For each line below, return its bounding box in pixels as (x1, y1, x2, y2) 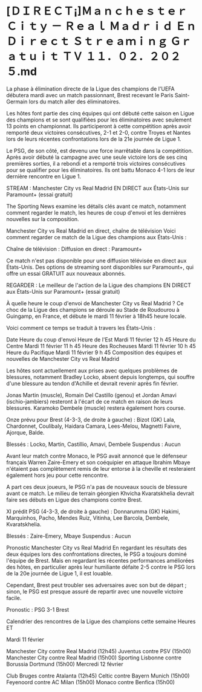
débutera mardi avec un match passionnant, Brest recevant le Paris (6, 91, 174, 99)
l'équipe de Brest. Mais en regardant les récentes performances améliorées (6, 557, 195, 564)
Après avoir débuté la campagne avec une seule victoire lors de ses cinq (6, 154, 187, 161)
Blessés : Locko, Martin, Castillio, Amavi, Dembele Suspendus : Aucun (6, 441, 181, 448)
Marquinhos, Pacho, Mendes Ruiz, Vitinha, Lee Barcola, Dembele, (6, 514, 170, 522)
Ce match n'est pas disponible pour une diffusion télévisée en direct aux (6, 257, 187, 264)
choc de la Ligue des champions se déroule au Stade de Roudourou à (6, 306, 180, 313)
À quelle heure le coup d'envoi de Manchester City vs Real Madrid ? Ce (6, 299, 184, 307)
